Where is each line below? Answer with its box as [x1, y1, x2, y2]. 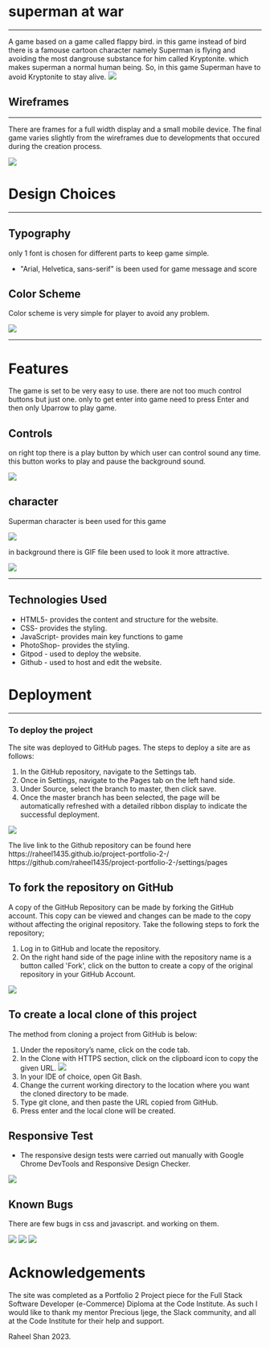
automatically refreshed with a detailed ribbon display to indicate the [19, 801, 247, 810]
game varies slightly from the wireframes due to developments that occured [8, 132, 260, 143]
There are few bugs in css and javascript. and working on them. [8, 1219, 219, 1229]
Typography [8, 227, 71, 240]
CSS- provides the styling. [19, 623, 108, 633]
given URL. [19, 1063, 57, 1072]
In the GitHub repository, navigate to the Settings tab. [19, 767, 197, 776]
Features [8, 360, 69, 377]
